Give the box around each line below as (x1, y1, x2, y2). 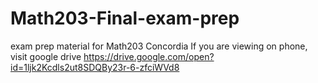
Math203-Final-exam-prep (10, 7, 240, 30)
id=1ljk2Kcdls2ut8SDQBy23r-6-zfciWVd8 (10, 61, 180, 73)
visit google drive (10, 50, 82, 62)
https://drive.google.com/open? (83, 50, 215, 62)
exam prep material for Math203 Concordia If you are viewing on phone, (10, 40, 308, 52)
